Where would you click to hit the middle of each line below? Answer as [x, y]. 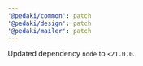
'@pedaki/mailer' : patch [50, 31]
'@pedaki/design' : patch [50, 23]
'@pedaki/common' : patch [50, 16]
